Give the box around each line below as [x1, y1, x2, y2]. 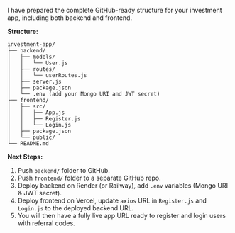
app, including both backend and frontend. [7, 13, 133, 22]
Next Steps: [7, 152, 43, 161]
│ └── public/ [7, 134, 55, 141]
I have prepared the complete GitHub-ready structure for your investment [7, 6, 222, 14]
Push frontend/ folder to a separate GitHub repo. [17, 174, 161, 182]
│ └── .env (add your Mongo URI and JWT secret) [7, 91, 160, 98]
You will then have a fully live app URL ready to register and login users [17, 212, 226, 220]
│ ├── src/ [7, 103, 46, 110]
